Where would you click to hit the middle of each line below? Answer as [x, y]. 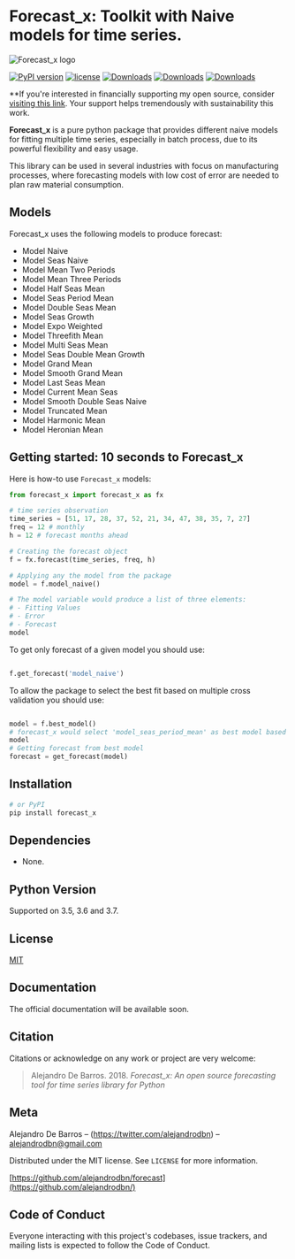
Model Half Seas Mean [64, 288]
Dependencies [50, 841]
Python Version [53, 890]
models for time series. [96, 35]
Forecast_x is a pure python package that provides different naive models [144, 129]
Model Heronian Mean [62, 429]
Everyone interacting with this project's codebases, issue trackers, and [138, 1236]
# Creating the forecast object [68, 551]
